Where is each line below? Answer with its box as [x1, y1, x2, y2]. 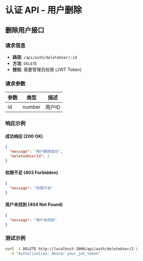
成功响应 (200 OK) [5, 133, 43, 139]
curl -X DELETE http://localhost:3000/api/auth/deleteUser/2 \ [5, 246, 139, 251]
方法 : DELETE [12, 60, 37, 66]
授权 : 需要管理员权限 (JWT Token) [12, 66, 82, 72]
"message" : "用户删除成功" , [9, 149, 63, 154]
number [22, 104, 41, 111]
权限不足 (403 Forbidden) [5, 170, 58, 176]
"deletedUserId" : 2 [9, 154, 50, 159]
